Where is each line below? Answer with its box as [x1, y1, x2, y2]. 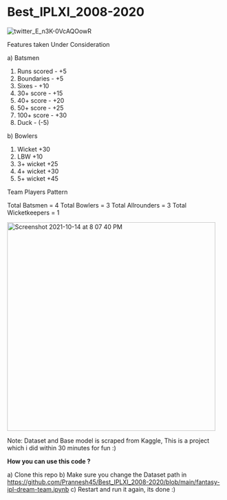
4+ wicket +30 [17, 167, 59, 175]
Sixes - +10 [17, 81, 50, 90]
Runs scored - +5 [17, 67, 67, 75]
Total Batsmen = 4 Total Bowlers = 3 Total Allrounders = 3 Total [7, 201, 187, 209]
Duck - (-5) [17, 118, 50, 126]
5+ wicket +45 [17, 174, 58, 183]
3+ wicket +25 [17, 159, 58, 168]
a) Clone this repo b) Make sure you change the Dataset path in [7, 470, 187, 479]
